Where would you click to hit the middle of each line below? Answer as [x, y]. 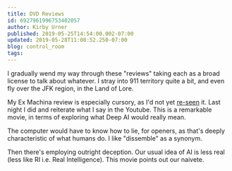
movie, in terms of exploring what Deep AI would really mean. [97, 117]
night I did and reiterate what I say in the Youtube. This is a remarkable [110, 110]
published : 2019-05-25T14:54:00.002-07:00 [71, 34]
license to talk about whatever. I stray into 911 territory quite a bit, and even [116, 81]
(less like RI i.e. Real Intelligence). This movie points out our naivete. [106, 159]
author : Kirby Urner [38, 27]
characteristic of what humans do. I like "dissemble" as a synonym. [105, 138]
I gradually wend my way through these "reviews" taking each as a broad [114, 73]
